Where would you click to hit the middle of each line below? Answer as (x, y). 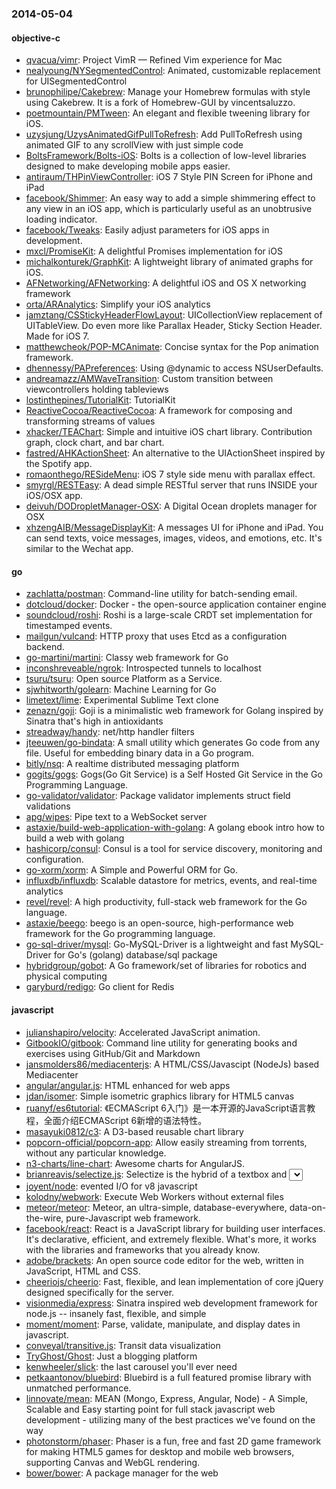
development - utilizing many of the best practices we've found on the (170, 1419)
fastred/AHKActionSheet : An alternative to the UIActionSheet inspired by (175, 453)
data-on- (308, 1207)
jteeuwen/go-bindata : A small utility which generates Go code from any (173, 743)
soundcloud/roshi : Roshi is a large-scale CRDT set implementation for (169, 615)
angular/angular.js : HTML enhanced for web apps (128, 1085)
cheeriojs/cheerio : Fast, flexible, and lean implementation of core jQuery (174, 1281)
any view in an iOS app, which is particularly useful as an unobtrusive (169, 209)
